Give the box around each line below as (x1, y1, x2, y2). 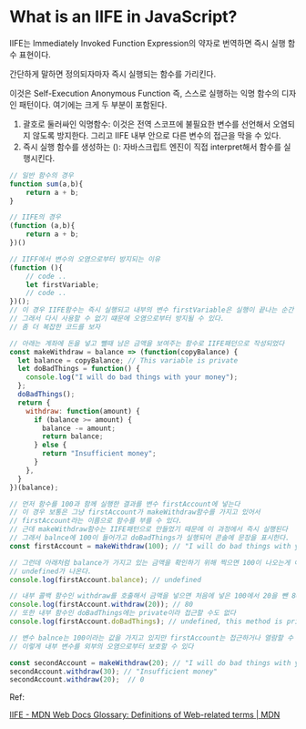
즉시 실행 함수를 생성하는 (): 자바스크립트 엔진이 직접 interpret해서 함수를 (22, 141, 282, 152)
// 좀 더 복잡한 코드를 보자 (9, 322, 101, 332)
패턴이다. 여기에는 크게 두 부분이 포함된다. (18, 98, 168, 110)
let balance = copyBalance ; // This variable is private (17, 355, 239, 365)
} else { (33, 440, 67, 450)
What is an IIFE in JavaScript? (9, 6, 238, 27)
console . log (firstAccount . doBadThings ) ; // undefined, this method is (9, 617, 283, 626)
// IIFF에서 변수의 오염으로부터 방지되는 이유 (9, 254, 161, 263)
